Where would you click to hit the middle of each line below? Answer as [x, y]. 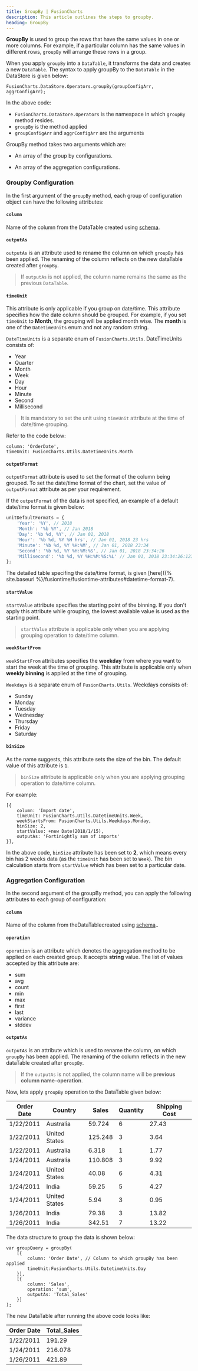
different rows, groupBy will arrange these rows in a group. [77, 52]
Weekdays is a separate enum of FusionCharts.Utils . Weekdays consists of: [97, 685]
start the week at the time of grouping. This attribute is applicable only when [99, 667]
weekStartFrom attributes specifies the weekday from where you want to [94, 660]
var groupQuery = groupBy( [39, 1248]
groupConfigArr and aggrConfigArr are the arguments [79, 133]
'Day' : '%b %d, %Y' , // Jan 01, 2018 [63, 535]
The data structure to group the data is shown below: [71, 1237]
